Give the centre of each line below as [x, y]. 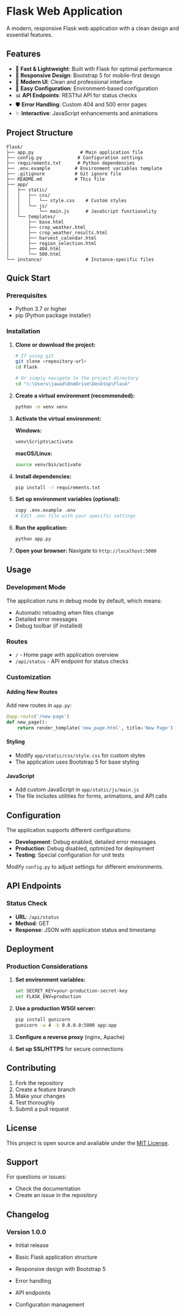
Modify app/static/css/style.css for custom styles [80, 755]
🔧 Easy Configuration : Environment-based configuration [87, 88]
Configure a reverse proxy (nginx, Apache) [70, 1037]
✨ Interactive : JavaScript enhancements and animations [86, 113]
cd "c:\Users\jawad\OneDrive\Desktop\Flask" [73, 384]
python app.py [33, 539]
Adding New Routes [32, 692]
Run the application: [42, 528]
